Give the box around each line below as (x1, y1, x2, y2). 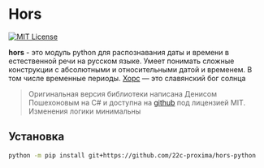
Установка (8, 130, 65, 144)
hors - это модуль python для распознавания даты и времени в (8, 47, 230, 57)
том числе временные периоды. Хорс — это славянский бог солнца (8, 73, 246, 83)
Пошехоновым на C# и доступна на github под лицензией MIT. (28, 97, 246, 107)
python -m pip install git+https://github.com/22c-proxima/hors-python (8, 151, 256, 159)
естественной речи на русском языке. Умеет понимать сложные (8, 56, 235, 66)
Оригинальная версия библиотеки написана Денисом (28, 88, 218, 98)
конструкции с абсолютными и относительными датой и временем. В (8, 64, 253, 74)
